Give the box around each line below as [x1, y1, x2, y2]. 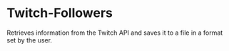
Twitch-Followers [6, 5, 113, 21]
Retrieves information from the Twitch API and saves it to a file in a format [6, 28, 223, 37]
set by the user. [6, 35, 53, 44]
